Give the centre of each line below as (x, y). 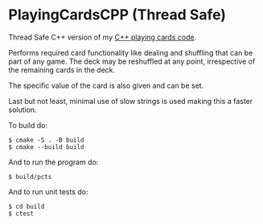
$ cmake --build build (46, 147)
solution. (23, 110)
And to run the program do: (53, 162)
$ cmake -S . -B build (46, 140)
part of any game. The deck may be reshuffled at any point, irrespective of (132, 61)
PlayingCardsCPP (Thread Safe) (117, 15)
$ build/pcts (30, 176)
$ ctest (21, 214)
